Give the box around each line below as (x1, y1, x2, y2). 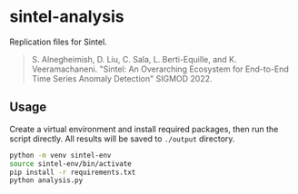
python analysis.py (9, 176, 84, 185)
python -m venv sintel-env (9, 150, 112, 160)
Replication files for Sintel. (9, 36, 107, 47)
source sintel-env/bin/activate (9, 159, 132, 169)
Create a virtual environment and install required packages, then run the (9, 123, 279, 134)
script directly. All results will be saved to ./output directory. (9, 133, 235, 144)
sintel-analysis (9, 6, 124, 27)
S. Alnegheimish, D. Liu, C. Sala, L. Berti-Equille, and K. (31, 53, 237, 64)
